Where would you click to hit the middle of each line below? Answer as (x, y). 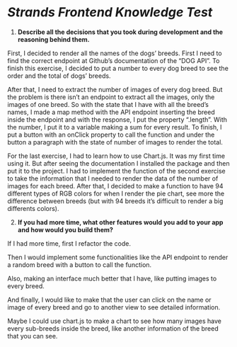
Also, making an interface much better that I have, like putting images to (112, 278)
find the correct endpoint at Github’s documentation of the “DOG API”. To (114, 60)
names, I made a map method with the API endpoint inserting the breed (111, 112)
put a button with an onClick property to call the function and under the (111, 135)
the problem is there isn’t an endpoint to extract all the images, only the (111, 97)
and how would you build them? (65, 229)
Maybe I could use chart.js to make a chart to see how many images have (114, 321)
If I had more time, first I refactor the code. (69, 243)
